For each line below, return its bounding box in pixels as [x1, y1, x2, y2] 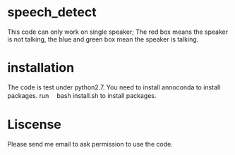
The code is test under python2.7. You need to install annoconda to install [7, 82, 221, 92]
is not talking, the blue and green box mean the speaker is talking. [7, 35, 199, 43]
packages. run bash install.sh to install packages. [7, 91, 157, 99]
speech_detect [7, 4, 97, 20]
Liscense [7, 117, 62, 132]
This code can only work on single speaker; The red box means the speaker [7, 27, 229, 36]
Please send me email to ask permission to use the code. [7, 139, 173, 148]
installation [7, 60, 75, 76]
